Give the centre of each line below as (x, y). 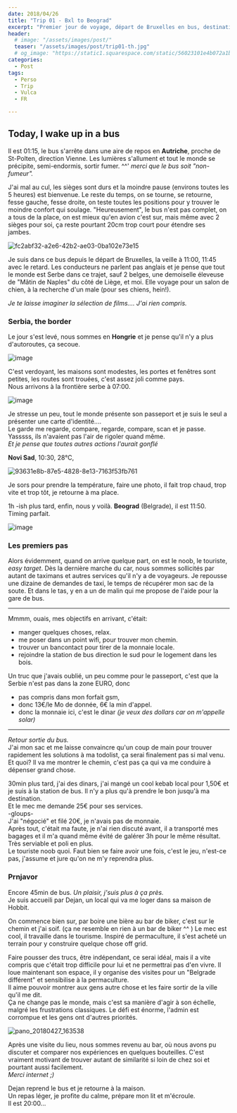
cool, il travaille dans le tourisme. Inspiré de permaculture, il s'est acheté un (117, 936)
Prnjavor (23, 877)
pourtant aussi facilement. (46, 1067)
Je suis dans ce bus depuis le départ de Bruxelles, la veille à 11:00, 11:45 (112, 259)
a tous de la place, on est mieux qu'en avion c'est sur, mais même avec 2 (114, 217)
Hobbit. (19, 907)
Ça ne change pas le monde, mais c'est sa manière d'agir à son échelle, (112, 1002)
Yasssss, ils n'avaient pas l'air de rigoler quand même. (87, 437)
